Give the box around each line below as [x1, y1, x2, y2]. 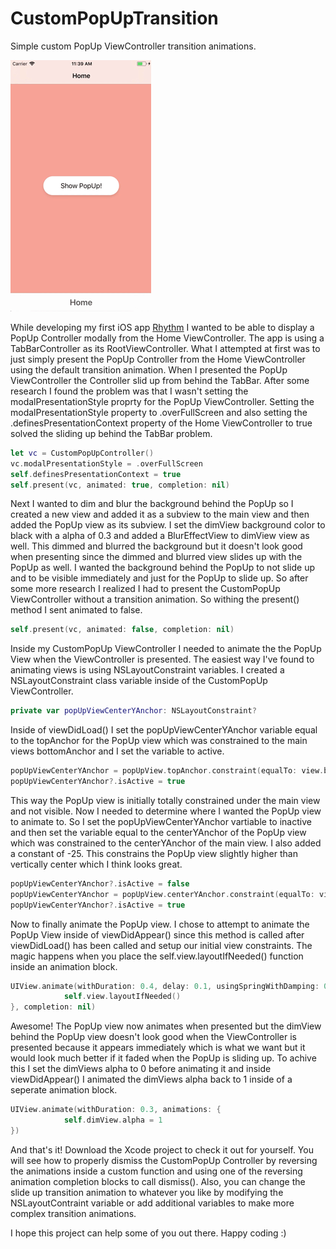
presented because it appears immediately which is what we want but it [10, 1042, 306, 1054]
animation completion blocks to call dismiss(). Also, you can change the [10, 1175, 306, 1187]
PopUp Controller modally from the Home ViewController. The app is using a [10, 332, 325, 344]
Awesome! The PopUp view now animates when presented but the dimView [10, 1020, 322, 1032]
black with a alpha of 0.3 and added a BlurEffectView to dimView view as [10, 530, 310, 542]
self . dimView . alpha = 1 [63, 1115, 163, 1126]
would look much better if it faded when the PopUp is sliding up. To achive [10, 1052, 317, 1064]
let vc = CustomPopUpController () [10, 448, 155, 458]
